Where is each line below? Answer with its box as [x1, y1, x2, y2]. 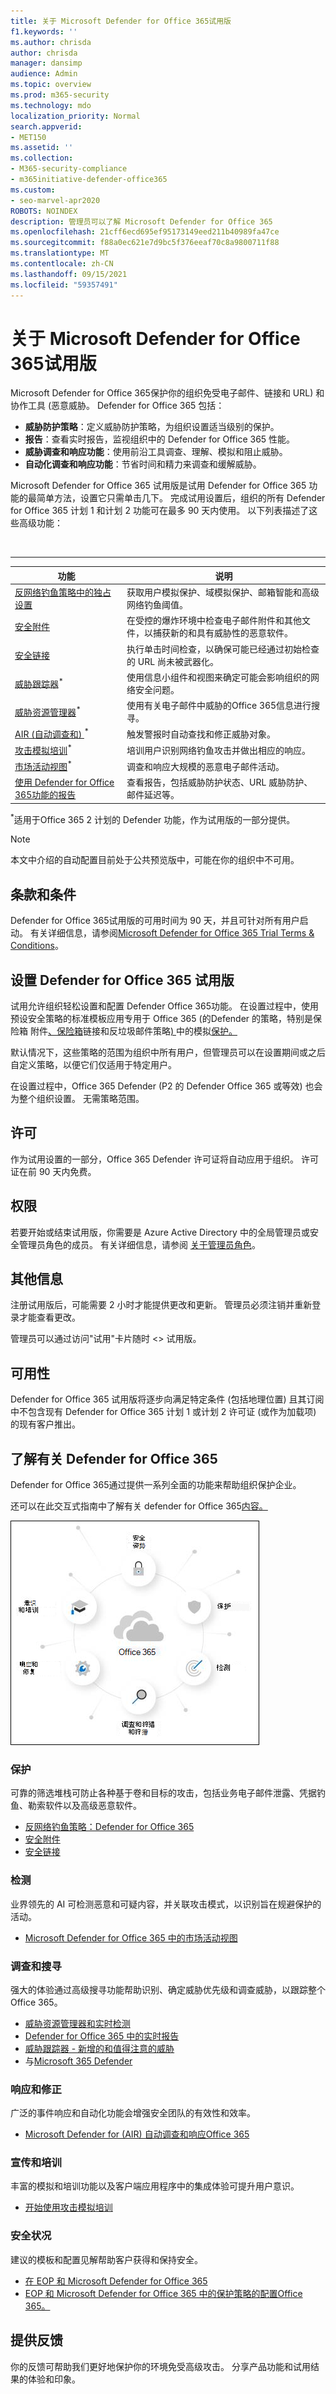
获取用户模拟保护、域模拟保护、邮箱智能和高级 [126, 586, 320, 599]
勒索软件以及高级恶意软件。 [27, 1800, 142, 1812]
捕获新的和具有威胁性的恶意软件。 [153, 627, 294, 639]
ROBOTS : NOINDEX [10, 206, 78, 216]
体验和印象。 [27, 2373, 81, 2385]
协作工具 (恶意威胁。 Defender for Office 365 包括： [10, 400, 225, 412]
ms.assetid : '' [10, 143, 74, 153]
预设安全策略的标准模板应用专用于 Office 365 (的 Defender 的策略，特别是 [10, 1012, 314, 1024]
